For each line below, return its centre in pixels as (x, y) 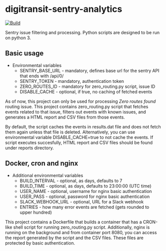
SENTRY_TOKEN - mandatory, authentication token (72, 81)
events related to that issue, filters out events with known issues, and (76, 112)
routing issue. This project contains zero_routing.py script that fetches (77, 106)
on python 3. (18, 38)
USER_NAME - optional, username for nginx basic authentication (86, 191)
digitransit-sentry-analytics (64, 9)
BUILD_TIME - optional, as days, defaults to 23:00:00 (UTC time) (85, 186)
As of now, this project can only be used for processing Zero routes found (81, 101)
